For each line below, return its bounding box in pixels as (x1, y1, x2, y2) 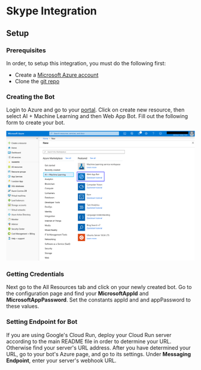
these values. (6, 303, 39, 310)
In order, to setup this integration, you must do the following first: (6, 59, 166, 67)
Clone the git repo (14, 77, 60, 85)
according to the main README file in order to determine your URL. (6, 338, 172, 345)
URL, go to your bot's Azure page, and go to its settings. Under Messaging (6, 350, 191, 357)
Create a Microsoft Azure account (14, 71, 99, 79)
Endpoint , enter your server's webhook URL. (6, 357, 117, 364)
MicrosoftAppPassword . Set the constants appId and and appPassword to (6, 296, 191, 303)
